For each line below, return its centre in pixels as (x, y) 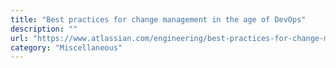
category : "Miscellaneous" (66, 47)
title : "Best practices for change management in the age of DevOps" (158, 19)
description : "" (44, 29)
